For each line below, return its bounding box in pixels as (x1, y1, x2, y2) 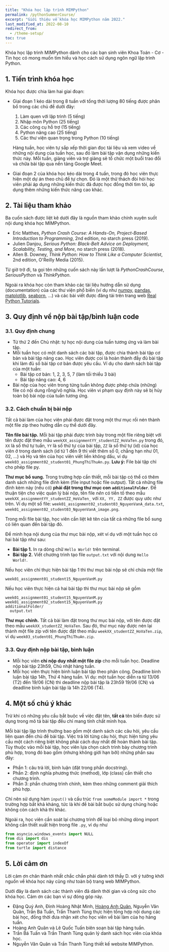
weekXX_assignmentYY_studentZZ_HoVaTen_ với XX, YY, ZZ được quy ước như (5, 495, 161, 502)
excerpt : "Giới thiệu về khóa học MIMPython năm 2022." (5, 17, 125, 22)
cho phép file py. (5, 464, 40, 470)
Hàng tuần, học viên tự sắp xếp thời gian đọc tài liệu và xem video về (12, 145, 156, 151)
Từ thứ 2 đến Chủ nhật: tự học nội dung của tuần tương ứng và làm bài (12, 339, 159, 345)
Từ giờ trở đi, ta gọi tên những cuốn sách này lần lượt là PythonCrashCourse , (5, 266, 164, 273)
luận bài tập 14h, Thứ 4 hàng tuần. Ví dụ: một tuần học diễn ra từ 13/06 (12, 673, 160, 680)
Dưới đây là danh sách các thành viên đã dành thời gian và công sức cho (5, 888, 156, 894)
